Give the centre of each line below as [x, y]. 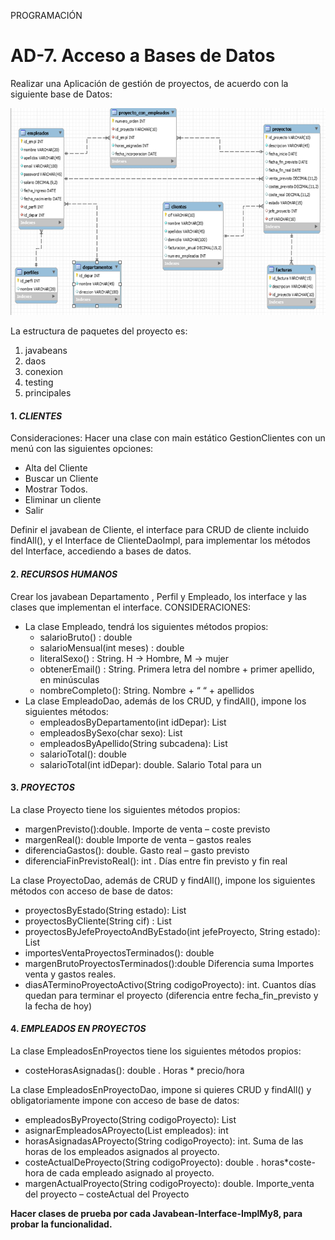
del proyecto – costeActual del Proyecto [107, 1194]
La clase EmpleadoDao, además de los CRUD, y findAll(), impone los [165, 701]
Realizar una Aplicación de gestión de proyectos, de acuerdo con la [149, 83]
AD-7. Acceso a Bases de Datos [143, 56]
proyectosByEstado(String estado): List [105, 910]
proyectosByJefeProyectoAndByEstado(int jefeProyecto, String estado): [172, 931]
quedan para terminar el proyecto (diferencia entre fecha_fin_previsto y [171, 995]
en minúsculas [69, 679]
